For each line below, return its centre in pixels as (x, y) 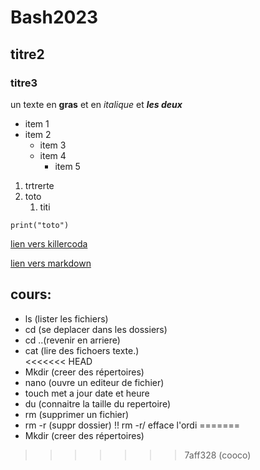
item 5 (67, 166)
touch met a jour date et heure (87, 393)
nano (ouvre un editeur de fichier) (94, 382)
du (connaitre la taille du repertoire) (97, 403)
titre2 (27, 54)
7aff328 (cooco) (218, 455)
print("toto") (40, 225)
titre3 (24, 83)
